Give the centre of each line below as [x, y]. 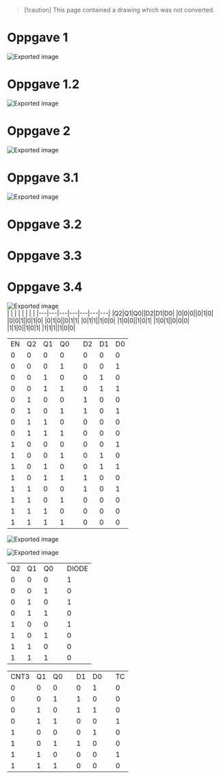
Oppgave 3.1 [43, 178]
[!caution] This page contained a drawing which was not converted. [119, 10]
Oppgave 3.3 [44, 256]
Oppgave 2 [39, 131]
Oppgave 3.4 [45, 287]
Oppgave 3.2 [44, 224]
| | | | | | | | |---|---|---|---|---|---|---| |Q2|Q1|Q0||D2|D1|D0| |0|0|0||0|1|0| [110, 313]
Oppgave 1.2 [43, 84]
